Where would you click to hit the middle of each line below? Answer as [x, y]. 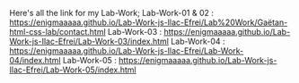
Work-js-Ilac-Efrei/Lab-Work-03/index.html [89, 41]
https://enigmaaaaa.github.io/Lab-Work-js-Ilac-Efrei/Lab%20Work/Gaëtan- [149, 22]
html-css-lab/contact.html [57, 32]
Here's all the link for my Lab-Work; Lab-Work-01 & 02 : [111, 13]
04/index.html [35, 60]
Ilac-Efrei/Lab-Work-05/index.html [73, 70]
